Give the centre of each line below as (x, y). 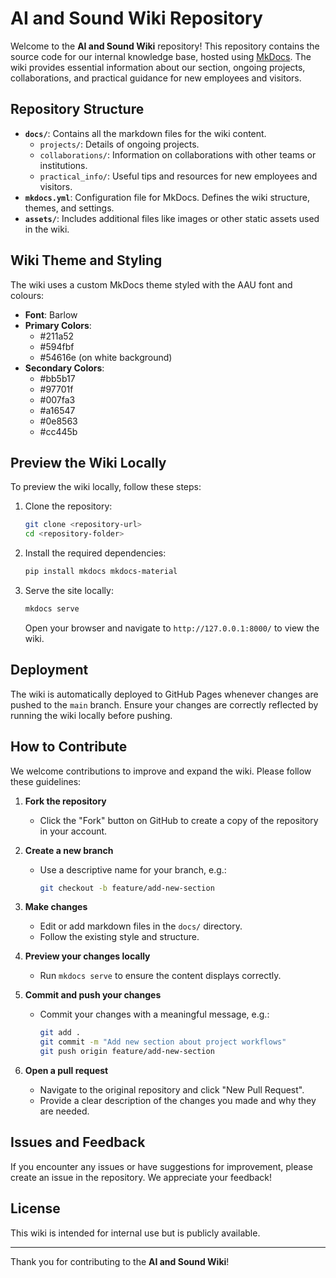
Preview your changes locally (87, 956)
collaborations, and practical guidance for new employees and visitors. (156, 78)
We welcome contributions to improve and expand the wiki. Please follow (161, 771)
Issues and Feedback (78, 1142)
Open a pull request (66, 1070)
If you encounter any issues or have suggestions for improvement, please (161, 1166)
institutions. (63, 165)
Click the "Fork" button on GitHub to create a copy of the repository (179, 820)
